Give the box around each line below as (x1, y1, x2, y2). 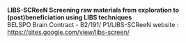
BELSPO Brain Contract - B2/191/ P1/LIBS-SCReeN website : (7, 21, 179, 28)
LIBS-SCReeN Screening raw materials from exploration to (7, 6, 180, 14)
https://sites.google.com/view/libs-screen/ (7, 28, 130, 36)
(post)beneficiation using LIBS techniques (7, 13, 132, 21)
